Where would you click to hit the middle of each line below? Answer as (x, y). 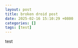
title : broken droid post (31, 14)
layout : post (18, 9)
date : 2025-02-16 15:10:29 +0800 (39, 18)
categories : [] (21, 23)
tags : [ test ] (18, 28)
